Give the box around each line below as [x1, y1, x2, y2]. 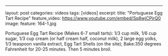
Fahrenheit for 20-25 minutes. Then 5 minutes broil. [5, 46, 111, 52]
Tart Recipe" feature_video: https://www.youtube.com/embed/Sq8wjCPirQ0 [5, 15, 161, 21]
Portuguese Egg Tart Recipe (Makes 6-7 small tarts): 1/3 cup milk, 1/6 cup [5, 30, 156, 36]
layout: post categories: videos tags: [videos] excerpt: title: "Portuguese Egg [5, 10, 162, 15]
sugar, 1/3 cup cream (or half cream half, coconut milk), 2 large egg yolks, [5, 35, 157, 41]
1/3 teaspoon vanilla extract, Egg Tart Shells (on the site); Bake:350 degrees [5, 41, 161, 46]
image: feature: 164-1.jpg [5, 20, 56, 26]
